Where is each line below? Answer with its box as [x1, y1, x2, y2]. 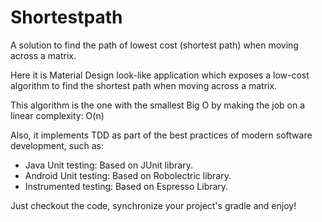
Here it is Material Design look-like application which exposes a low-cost [10, 69, 310, 81]
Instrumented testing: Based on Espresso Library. [24, 180, 229, 192]
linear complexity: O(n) [10, 109, 105, 121]
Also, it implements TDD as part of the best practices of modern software [10, 129, 313, 141]
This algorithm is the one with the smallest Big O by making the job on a [10, 99, 306, 111]
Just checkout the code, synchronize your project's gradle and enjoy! [10, 199, 297, 211]
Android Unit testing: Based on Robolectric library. [24, 169, 232, 181]
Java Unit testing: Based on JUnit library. [24, 159, 193, 171]
